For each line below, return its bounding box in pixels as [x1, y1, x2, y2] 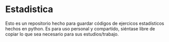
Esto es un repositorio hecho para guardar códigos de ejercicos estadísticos [5, 20, 164, 26]
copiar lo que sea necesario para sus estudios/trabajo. [5, 31, 119, 37]
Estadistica [5, 4, 54, 15]
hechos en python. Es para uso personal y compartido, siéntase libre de [5, 25, 155, 31]
